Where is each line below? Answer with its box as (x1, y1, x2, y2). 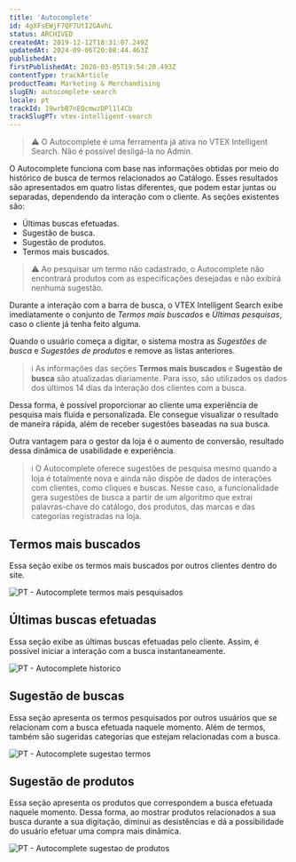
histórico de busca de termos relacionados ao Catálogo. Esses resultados (9, 172, 278, 183)
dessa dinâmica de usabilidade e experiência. (9, 445, 175, 456)
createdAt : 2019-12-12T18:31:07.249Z (9, 37, 149, 47)
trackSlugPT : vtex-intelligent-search (9, 112, 152, 121)
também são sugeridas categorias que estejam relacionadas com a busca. (9, 730, 281, 742)
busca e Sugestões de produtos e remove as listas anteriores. (9, 346, 236, 356)
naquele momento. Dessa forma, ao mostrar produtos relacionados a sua (9, 807, 277, 818)
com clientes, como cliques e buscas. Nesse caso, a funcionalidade (30, 483, 279, 493)
